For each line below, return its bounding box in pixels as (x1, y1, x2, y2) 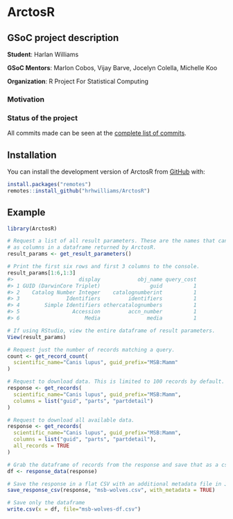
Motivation (7, 94, 45, 104)
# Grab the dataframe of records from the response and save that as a (7, 461, 218, 468)
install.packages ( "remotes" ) (7, 181, 92, 188)
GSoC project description (7, 32, 119, 44)
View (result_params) (7, 333, 67, 340)
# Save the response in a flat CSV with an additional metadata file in (7, 480, 222, 487)
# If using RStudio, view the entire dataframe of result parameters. (7, 327, 216, 334)
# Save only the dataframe (7, 500, 85, 506)
